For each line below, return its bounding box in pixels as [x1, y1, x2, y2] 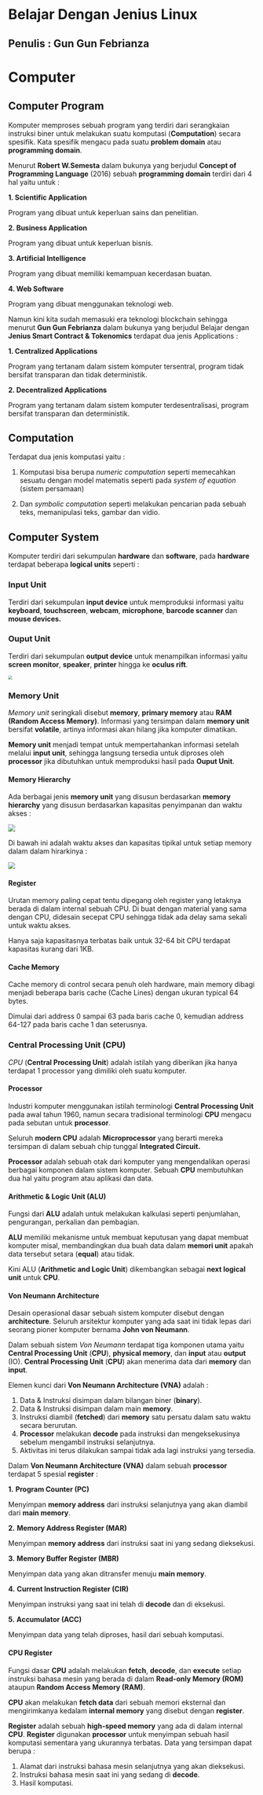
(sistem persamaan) [19, 484, 85, 494]
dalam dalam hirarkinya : [8, 846, 88, 856]
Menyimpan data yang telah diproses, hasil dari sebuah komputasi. [8, 1630, 225, 1639]
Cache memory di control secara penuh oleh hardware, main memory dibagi [8, 980, 255, 989]
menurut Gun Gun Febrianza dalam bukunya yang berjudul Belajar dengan [8, 322, 250, 332]
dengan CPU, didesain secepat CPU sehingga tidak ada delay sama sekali [8, 912, 247, 922]
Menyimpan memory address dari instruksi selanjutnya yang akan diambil [8, 1500, 248, 1510]
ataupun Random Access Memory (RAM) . [8, 1682, 145, 1691]
